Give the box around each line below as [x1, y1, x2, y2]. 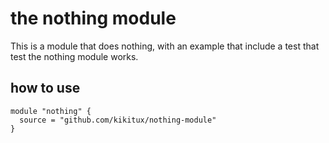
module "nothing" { [10, 106, 92, 116]
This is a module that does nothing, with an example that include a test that [10, 40, 320, 52]
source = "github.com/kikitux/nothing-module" [19, 115, 217, 125]
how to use [10, 80, 81, 97]
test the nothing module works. [10, 50, 139, 62]
